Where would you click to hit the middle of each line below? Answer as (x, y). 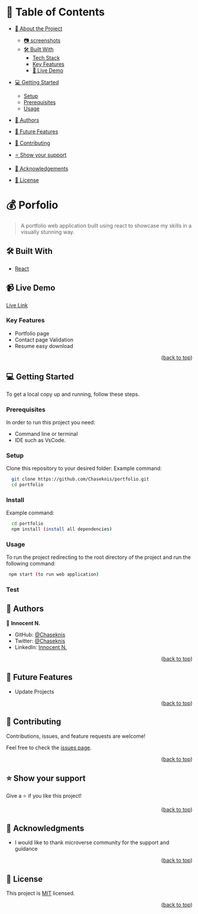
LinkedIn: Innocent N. (40, 647)
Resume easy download (44, 346)
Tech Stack (46, 57)
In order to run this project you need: (51, 422)
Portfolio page (32, 333)
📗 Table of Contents (56, 12)
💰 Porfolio (32, 205)
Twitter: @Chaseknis (40, 641)
